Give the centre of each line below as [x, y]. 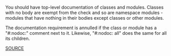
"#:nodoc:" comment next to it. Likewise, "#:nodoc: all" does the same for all [86, 33]
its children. [18, 38]
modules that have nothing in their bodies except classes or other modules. [85, 18]
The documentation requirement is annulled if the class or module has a [81, 28]
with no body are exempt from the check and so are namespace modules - [84, 13]
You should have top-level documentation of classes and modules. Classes [84, 7]
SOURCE [15, 48]
